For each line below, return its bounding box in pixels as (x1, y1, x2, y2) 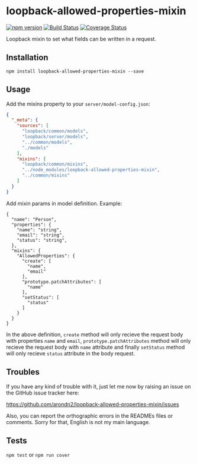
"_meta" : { (11, 117, 38, 123)
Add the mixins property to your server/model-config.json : (6, 100, 150, 108)
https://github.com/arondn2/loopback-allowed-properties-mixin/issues (6, 400, 179, 408)
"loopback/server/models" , (21, 134, 89, 140)
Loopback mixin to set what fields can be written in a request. (6, 35, 157, 42)
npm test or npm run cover (6, 452, 70, 459)
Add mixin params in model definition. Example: (6, 200, 122, 207)
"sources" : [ (17, 123, 49, 129)
